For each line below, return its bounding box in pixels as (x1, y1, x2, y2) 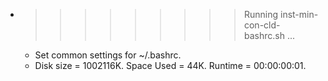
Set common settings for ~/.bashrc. (34, 49, 182, 61)
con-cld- (243, 19, 281, 31)
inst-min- (279, 9, 319, 20)
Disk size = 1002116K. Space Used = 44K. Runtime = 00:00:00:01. (34, 60, 307, 71)
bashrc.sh (243, 30, 285, 41)
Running (243, 9, 279, 20)
